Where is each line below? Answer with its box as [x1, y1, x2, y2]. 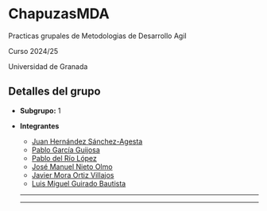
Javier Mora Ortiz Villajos [31, 170, 114, 179]
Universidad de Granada [8, 61, 88, 71]
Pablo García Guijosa [31, 144, 101, 155]
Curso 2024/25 [8, 46, 59, 56]
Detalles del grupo [8, 85, 101, 98]
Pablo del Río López [31, 153, 98, 163]
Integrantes [19, 121, 60, 131]
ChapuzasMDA [8, 5, 110, 23]
